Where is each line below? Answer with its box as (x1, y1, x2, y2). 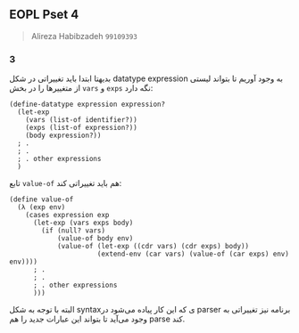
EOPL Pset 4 (9, 7, 79, 22)
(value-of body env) (56, 234, 134, 243)
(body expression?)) (25, 131, 102, 141)
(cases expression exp (25, 211, 110, 220)
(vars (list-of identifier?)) (25, 116, 138, 125)
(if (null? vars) (41, 226, 105, 235)
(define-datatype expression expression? (9, 100, 166, 110)
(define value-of (9, 195, 74, 204)
